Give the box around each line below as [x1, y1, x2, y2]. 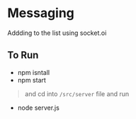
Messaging [7, 5, 74, 21]
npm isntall [17, 68, 50, 76]
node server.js [17, 103, 60, 112]
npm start [17, 76, 46, 84]
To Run [7, 49, 39, 61]
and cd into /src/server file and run [24, 89, 130, 98]
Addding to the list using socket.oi [7, 29, 107, 37]
